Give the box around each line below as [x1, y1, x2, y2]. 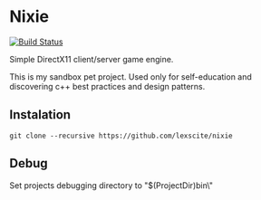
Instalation [9, 107, 71, 123]
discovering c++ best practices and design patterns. [9, 81, 206, 91]
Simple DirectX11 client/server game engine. [9, 53, 174, 64]
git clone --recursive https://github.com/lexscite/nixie [9, 131, 233, 140]
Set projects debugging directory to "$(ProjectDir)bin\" [9, 179, 213, 191]
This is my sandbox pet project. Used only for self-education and [9, 71, 252, 82]
